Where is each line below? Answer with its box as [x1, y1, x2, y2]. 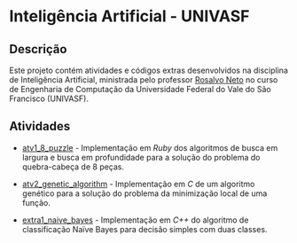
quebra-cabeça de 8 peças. [21, 161, 125, 172]
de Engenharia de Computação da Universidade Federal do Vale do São [9, 84, 272, 94]
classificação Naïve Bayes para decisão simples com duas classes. [21, 223, 268, 234]
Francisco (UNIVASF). [9, 93, 89, 104]
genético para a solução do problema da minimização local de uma [21, 188, 268, 199]
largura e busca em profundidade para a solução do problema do [21, 152, 261, 162]
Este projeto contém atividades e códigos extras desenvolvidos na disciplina [9, 65, 288, 75]
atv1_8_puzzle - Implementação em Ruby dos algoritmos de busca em [21, 142, 278, 153]
